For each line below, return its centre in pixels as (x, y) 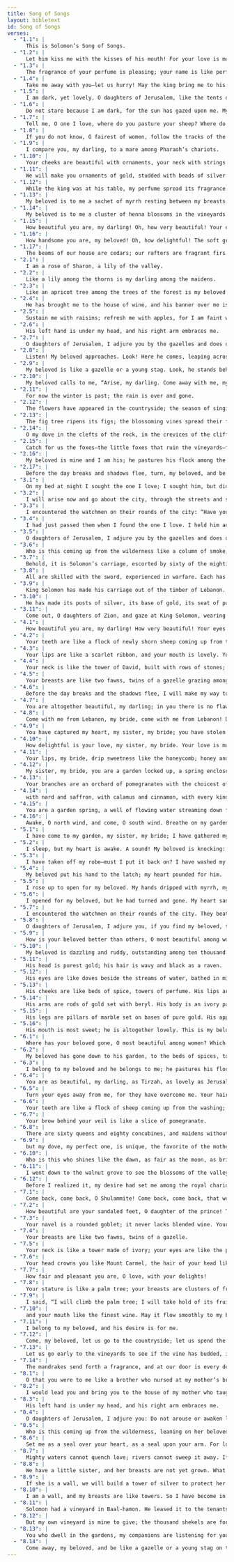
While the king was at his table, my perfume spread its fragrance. (127, 189)
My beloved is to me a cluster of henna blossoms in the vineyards (126, 214)
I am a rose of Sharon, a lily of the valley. (94, 266)
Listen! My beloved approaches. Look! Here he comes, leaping (118, 357)
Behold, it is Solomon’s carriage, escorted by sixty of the (116, 564)
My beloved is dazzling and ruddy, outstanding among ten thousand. (127, 952)
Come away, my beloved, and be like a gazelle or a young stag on (124, 1548)
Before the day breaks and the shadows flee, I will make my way (122, 694)
